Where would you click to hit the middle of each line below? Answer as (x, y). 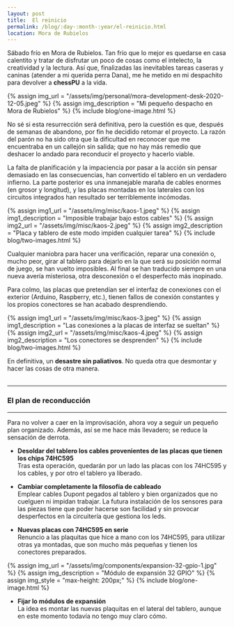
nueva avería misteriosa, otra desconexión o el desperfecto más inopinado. (115, 276)
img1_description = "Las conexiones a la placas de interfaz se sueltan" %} (114, 326)
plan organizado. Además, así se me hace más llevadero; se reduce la (107, 430)
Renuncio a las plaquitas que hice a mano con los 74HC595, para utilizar (121, 537)
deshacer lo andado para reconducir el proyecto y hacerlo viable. (101, 154)
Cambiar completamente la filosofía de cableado (89, 486)
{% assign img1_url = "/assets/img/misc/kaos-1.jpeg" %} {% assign (104, 211)
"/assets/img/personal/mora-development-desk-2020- (145, 96)
